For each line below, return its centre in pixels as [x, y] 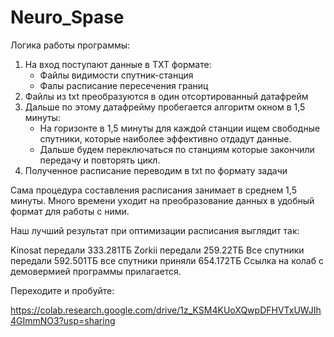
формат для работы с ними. [70, 211]
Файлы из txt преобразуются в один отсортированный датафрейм [166, 96]
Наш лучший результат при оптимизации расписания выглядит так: [155, 230]
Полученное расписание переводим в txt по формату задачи [156, 170]
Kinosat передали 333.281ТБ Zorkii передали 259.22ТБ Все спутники [157, 250]
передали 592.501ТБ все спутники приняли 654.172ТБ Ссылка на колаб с [167, 260]
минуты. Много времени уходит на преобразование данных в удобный [162, 200]
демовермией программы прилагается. [96, 271]
